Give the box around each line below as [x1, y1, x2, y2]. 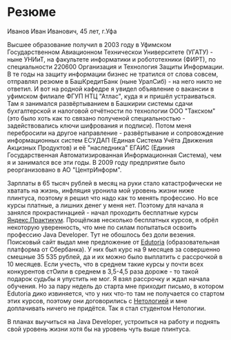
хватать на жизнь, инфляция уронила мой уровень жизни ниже [7, 186, 194, 195]
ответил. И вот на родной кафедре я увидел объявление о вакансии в [7, 84, 214, 93]
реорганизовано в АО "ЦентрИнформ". [7, 165, 122, 174]
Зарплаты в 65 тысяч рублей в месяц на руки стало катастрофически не [7, 179, 223, 187]
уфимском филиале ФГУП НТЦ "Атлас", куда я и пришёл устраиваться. [7, 91, 217, 100]
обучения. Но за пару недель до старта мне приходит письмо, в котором [7, 282, 224, 290]
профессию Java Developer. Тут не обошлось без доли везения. [7, 230, 196, 239]
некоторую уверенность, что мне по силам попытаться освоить [7, 223, 197, 231]
